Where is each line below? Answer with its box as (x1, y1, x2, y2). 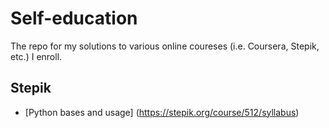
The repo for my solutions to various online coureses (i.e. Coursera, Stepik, (10, 40, 320, 52)
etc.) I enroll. (10, 50, 63, 62)
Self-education (10, 7, 138, 30)
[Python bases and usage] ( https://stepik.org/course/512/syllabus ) (24, 106, 300, 118)
